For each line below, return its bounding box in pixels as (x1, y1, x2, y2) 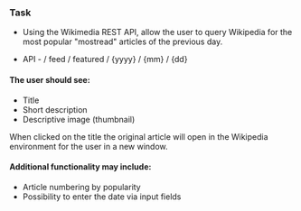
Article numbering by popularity (22, 181, 142, 192)
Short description (22, 104, 88, 115)
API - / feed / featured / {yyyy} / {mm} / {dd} (22, 54, 188, 65)
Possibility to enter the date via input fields (22, 191, 182, 202)
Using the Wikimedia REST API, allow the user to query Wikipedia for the (22, 27, 293, 38)
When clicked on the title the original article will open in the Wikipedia (9, 131, 268, 142)
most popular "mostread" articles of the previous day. (22, 36, 223, 47)
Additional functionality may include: (9, 161, 152, 172)
